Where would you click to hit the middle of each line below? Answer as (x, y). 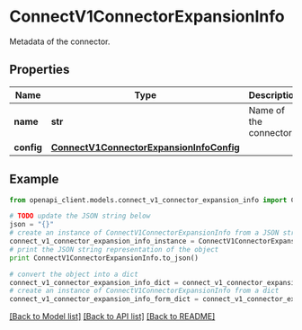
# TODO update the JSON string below (80, 216)
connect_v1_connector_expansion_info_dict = (94, 282)
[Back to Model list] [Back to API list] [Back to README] (112, 317)
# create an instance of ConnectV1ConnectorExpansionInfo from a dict (144, 291)
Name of (267, 110)
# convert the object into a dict (74, 274)
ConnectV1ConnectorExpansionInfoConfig (145, 147)
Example (34, 179)
